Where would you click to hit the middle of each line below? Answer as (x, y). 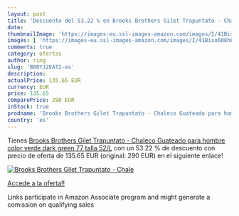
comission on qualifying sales (51, 205)
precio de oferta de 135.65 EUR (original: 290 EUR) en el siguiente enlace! (115, 155)
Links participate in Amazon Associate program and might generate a (109, 197)
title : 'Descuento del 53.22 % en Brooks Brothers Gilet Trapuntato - (114, 21)
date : (15, 27)
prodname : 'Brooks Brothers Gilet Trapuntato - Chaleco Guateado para (114, 113)
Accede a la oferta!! (36, 183)
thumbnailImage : (31, 34)
